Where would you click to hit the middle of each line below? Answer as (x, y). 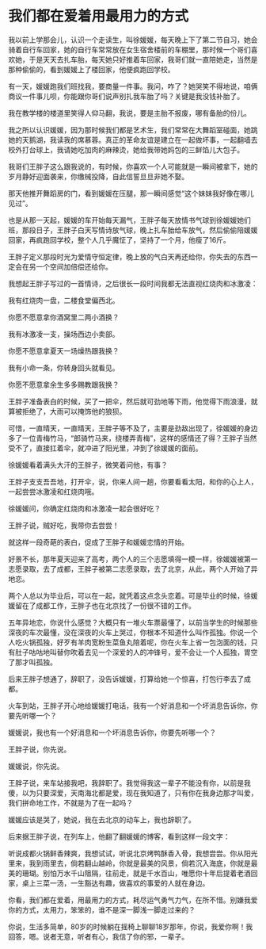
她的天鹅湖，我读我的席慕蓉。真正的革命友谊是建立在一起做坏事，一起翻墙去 (133, 140)
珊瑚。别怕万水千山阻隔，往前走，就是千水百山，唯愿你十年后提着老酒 (136, 873)
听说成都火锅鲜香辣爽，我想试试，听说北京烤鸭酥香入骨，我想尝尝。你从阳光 (133, 853)
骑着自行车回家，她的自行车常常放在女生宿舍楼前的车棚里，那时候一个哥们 (129, 49)
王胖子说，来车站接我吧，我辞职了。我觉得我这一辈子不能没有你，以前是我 (129, 783)
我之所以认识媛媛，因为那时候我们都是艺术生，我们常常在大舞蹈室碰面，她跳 (133, 130)
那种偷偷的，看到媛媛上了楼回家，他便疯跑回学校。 (91, 69)
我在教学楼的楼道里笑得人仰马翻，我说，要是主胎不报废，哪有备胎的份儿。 (129, 113)
